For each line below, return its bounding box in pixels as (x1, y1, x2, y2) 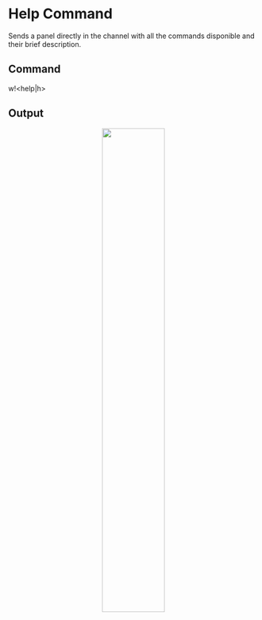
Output (8, 106, 44, 120)
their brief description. (8, 39, 82, 48)
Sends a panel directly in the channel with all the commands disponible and (8, 31, 256, 40)
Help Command (8, 5, 113, 23)
